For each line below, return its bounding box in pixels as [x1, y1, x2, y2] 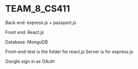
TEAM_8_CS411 [5, 3, 70, 14]
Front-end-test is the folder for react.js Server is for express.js [5, 48, 133, 54]
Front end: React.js [5, 29, 44, 35]
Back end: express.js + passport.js [5, 19, 76, 25]
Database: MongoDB [5, 38, 48, 45]
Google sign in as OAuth [5, 58, 55, 64]
